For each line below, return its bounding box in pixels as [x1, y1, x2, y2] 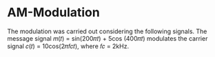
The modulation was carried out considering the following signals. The [7, 27, 207, 35]
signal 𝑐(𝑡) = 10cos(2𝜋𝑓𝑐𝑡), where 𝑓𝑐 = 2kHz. [7, 42, 130, 50]
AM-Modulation [7, 5, 100, 20]
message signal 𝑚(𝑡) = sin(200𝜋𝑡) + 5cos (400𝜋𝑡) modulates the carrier [7, 34, 208, 42]
